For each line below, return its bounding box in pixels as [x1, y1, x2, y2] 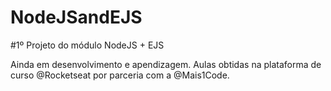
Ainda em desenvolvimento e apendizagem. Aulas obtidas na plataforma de [10, 58, 322, 70]
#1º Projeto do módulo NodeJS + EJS [10, 39, 165, 51]
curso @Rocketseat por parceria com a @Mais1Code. [10, 69, 230, 81]
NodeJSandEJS [10, 6, 143, 29]
